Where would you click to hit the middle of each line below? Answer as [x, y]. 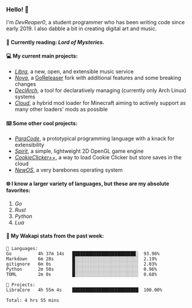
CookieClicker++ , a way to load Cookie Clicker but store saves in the [98, 158]
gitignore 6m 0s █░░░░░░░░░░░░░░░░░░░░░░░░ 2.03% [82, 264]
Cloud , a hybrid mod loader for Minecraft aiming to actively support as [100, 103]
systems [25, 97]
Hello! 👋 [18, 9]
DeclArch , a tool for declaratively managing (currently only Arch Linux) [100, 91]
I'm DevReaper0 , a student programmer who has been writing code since [95, 23]
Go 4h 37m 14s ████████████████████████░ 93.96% [83, 254]
